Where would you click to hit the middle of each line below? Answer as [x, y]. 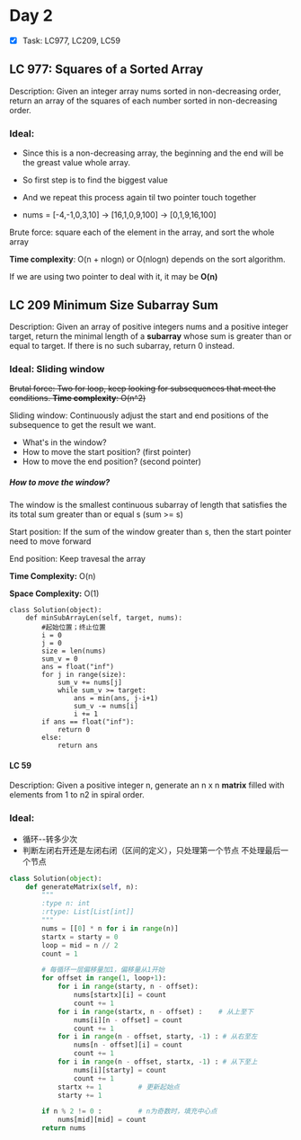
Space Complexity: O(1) [54, 593]
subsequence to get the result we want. [83, 425]
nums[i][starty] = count [120, 1070]
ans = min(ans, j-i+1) [116, 699]
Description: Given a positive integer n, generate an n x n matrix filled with [147, 785]
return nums [64, 1128]
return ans [78, 746]
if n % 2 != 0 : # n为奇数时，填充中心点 [129, 1111]
